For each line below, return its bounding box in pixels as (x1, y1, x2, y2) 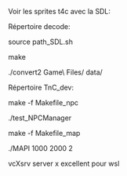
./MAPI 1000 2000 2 (8, 144, 73, 152)
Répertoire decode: (8, 22, 71, 31)
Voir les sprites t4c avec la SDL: (8, 7, 111, 16)
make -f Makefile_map (8, 129, 81, 137)
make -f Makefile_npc (8, 98, 79, 107)
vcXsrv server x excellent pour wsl (8, 159, 120, 168)
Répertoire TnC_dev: (8, 82, 74, 92)
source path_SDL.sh (8, 37, 73, 46)
